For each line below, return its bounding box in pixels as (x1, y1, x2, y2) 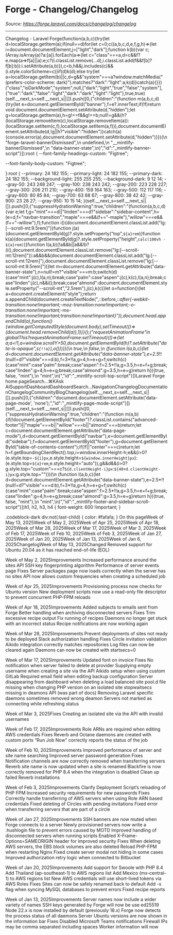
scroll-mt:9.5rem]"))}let (5, 263, 55, 269)
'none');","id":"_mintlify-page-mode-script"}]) (33, 400, 130, 406)
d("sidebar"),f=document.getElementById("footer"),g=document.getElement (5, 438, 168, 444)
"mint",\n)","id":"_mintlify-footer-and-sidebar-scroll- (40, 498, 150, 505)
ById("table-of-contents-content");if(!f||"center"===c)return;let (5, 444, 140, 450)
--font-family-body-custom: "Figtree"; (5, 160, 86, 166)
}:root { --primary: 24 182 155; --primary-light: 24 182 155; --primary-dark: (5, 170, 163, 176)
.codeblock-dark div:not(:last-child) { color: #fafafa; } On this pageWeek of (5, 514, 164, 520)
